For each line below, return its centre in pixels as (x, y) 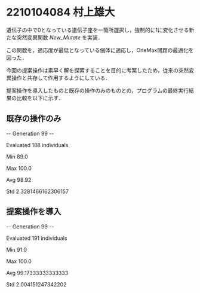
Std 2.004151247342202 (36, 284)
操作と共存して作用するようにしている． (61, 78)
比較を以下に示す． (40, 98)
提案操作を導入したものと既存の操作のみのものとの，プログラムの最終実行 (98, 90)
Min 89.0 (17, 157)
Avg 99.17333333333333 (37, 273)
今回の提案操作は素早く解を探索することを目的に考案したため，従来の (93, 70)
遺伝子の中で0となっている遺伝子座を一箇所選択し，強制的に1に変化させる (98, 30)
